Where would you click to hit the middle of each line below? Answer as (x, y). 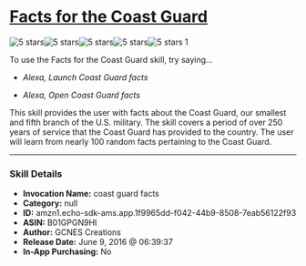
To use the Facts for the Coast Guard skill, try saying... (111, 59)
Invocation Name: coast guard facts (91, 194)
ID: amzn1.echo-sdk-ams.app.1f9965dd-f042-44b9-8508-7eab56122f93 (159, 213)
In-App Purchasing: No (67, 251)
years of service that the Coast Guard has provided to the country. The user (152, 132)
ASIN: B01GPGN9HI (60, 223)
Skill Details (36, 173)
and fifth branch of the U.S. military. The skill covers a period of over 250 (146, 122)
